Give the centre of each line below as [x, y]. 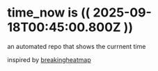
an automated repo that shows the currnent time [77, 46]
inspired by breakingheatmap [49, 59]
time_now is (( [49, 13]
